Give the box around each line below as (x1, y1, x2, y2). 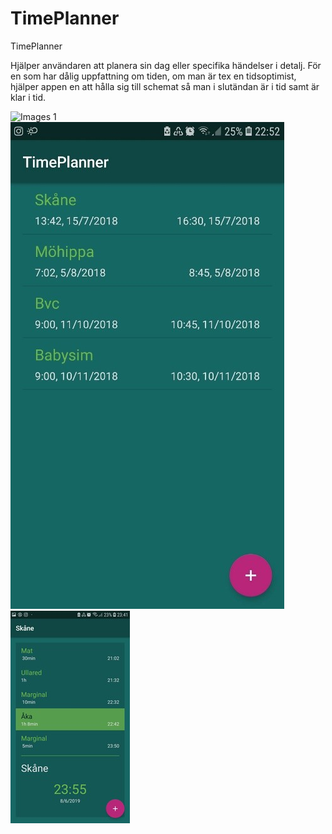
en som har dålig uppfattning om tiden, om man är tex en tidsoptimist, (10, 70, 297, 82)
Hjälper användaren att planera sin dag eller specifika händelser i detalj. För (10, 59, 322, 71)
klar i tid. (10, 91, 47, 103)
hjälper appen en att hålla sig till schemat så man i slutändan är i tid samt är (10, 80, 320, 92)
